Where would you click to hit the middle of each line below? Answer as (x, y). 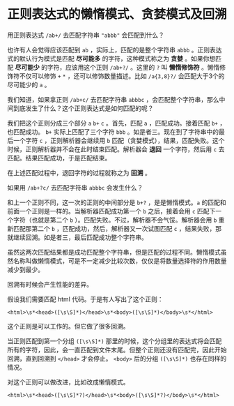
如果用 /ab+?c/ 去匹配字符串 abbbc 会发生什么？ (75, 187)
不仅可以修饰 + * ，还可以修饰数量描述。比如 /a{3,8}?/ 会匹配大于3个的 (122, 76)
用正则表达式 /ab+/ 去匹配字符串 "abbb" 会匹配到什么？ (86, 35)
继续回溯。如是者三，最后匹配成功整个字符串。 (80, 237)
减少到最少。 (25, 269)
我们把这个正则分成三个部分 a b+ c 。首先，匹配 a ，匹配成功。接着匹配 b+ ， (117, 123)
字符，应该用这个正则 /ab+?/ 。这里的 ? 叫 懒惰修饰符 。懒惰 (133, 67)
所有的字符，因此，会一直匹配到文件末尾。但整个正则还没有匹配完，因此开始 (117, 349)
